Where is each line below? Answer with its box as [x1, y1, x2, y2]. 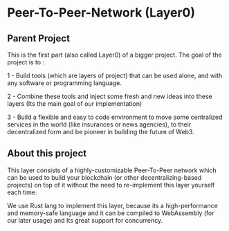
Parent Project [7, 33, 71, 44]
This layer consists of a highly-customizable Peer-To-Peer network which [7, 166, 217, 174]
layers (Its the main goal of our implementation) [7, 100, 143, 108]
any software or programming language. [7, 79, 122, 87]
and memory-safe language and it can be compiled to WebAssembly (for [7, 209, 214, 217]
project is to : [7, 58, 45, 66]
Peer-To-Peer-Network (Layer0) [7, 5, 196, 21]
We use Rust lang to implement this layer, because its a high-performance [7, 201, 218, 210]
